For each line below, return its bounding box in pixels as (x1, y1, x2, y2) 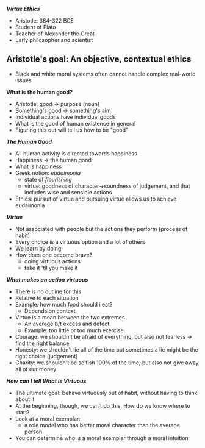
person (24, 428, 43, 435)
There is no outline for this (15, 288, 82, 295)
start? (15, 408, 30, 416)
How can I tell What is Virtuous (6, 377, 87, 385)
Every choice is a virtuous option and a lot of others (15, 238, 145, 246)
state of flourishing (24, 176, 72, 183)
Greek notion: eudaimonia (15, 169, 81, 176)
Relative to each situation (15, 294, 79, 301)
